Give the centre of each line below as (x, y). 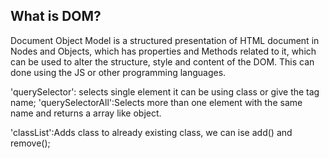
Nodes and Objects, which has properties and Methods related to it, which (163, 51)
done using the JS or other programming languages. (118, 72)
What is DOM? (56, 16)
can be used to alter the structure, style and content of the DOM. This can (162, 61)
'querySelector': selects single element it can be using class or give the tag (165, 91)
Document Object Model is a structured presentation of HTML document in (165, 40)
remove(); (30, 143)
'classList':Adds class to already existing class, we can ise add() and (151, 132)
